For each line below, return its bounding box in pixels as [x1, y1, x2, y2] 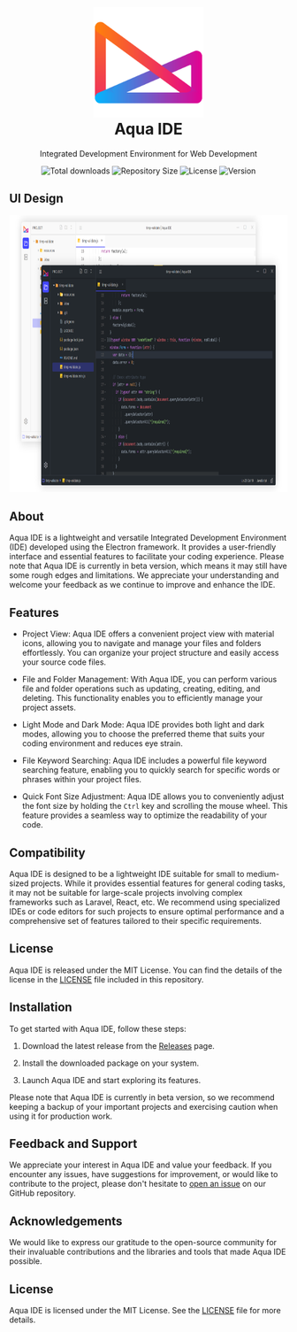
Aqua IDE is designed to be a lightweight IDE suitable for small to [9, 869, 245, 879]
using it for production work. [9, 1111, 113, 1121]
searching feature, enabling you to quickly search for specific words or [21, 765, 280, 775]
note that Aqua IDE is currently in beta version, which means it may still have [9, 560, 287, 572]
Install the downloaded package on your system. [21, 1058, 200, 1068]
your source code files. [21, 657, 107, 667]
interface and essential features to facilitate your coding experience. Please [9, 551, 285, 562]
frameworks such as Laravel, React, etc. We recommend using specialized [9, 897, 281, 907]
